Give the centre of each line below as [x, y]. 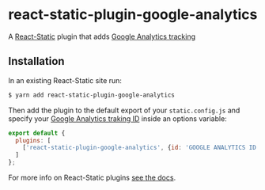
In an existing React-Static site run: [65, 80]
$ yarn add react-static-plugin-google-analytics [92, 95]
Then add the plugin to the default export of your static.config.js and [124, 110]
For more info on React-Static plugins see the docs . [92, 177]
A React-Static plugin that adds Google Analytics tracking [102, 36]
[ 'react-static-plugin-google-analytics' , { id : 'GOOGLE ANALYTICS [134, 148]
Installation [36, 61]
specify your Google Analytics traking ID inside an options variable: [117, 118]
